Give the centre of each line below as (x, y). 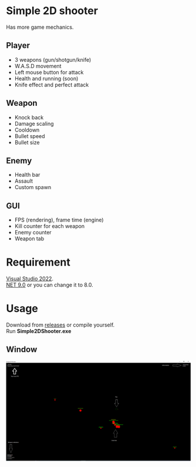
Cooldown (27, 130)
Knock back (29, 117)
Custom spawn (33, 187)
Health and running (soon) (46, 78)
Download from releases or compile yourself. (60, 325)
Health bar (27, 175)
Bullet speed (30, 136)
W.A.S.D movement (38, 66)
